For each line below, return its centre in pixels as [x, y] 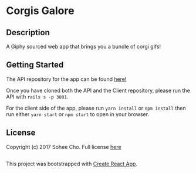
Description [28, 33]
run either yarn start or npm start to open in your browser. [78, 114]
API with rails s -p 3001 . [37, 96]
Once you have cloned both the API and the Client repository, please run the [98, 90]
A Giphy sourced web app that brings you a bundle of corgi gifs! [84, 46]
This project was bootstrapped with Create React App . [72, 164]
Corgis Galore [40, 11]
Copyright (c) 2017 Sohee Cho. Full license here [64, 147]
